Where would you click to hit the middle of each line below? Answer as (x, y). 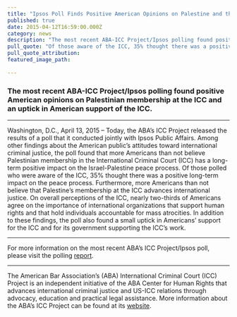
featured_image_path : (39, 60)
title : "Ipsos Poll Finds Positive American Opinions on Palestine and (115, 14)
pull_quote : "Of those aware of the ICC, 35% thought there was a (107, 46)
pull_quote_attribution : (44, 54)
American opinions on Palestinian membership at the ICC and (115, 99)
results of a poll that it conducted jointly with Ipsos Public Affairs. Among (113, 137)
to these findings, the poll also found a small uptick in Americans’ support (114, 220)
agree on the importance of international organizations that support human (116, 205)
